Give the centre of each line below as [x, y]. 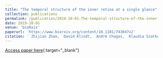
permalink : [16, 18]
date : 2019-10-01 [23, 23]
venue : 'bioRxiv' [23, 28]
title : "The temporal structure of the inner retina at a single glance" [81, 9]
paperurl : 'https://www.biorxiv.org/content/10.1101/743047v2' [70, 32]
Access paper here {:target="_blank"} [42, 50]
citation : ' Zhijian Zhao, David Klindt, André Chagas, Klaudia [75, 37]
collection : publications [31, 14]
